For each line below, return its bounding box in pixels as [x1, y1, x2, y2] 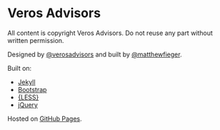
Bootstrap [17, 85, 47, 94]
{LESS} [17, 93, 39, 101]
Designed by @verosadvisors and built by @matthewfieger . [7, 50, 182, 59]
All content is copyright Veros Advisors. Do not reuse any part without [7, 29, 213, 37]
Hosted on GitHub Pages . [7, 114, 82, 123]
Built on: [7, 64, 32, 72]
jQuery [17, 100, 38, 109]
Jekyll [17, 77, 36, 86]
